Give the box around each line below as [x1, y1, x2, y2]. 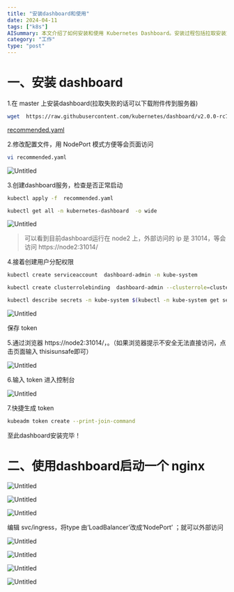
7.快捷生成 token [7, 404, 54, 412]
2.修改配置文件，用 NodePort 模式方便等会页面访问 [7, 140, 154, 148]
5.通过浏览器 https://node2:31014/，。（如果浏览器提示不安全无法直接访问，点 [7, 338, 226, 347]
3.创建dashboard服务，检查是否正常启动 [7, 180, 123, 189]
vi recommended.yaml [7, 154, 68, 161]
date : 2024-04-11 [7, 17, 58, 24]
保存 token [7, 324, 38, 332]
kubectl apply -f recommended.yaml [7, 194, 114, 202]
